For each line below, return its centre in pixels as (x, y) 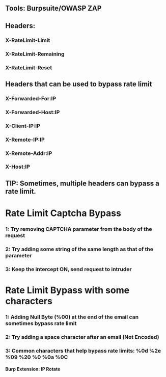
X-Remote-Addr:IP (29, 153)
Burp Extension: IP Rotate (33, 369)
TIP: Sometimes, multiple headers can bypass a (82, 183)
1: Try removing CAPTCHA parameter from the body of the (79, 229)
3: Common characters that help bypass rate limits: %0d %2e (83, 351)
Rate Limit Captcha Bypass (63, 213)
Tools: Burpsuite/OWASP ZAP (53, 8)
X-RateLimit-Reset (29, 67)
